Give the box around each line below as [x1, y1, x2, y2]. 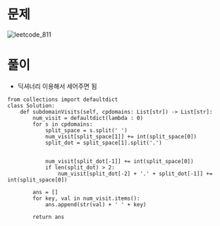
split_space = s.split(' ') [44, 126, 128, 134]
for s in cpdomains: [32, 121, 93, 128]
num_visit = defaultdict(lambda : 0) [32, 114, 143, 121]
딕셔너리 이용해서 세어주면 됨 [17, 82, 97, 90]
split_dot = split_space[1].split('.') [44, 139, 162, 146]
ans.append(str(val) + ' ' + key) [44, 201, 147, 208]
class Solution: [7, 102, 55, 109]
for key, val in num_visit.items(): [32, 195, 140, 202]
